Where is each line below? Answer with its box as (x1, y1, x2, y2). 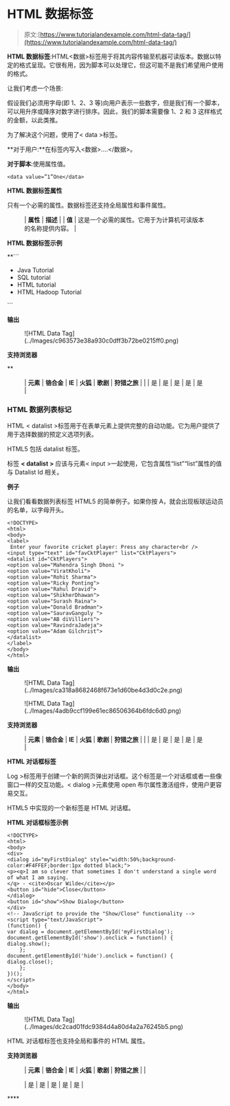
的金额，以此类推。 (7, 116, 62, 124)
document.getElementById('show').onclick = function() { (7, 935, 174, 942)
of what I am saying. (7, 874, 69, 881)
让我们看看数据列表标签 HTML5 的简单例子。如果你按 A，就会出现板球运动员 (7, 497, 224, 506)
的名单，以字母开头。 (7, 506, 67, 514)
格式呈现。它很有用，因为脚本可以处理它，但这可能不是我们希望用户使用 (19, 61, 224, 69)
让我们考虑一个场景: (7, 84, 64, 92)
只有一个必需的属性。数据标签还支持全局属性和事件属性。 (7, 201, 170, 209)
